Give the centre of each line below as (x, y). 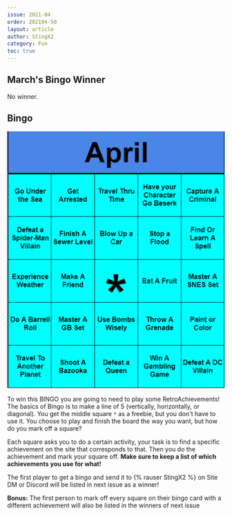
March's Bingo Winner (56, 80)
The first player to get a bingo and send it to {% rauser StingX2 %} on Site (113, 478)
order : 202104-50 (32, 22)
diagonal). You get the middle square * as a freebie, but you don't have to (112, 414)
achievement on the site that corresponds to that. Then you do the (101, 449)
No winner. (22, 96)
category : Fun (28, 44)
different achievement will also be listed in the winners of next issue (104, 505)
